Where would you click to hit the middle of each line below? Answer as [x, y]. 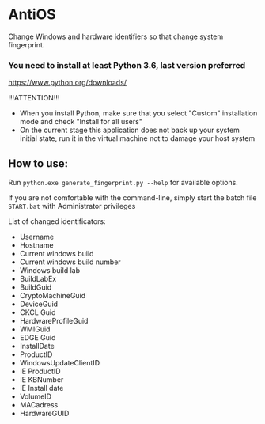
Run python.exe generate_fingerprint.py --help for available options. [123, 183]
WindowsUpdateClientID [60, 363]
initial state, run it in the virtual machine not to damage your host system [137, 138]
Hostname [36, 245]
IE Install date [42, 388]
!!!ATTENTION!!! [34, 98]
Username [36, 237]
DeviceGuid [38, 304]
